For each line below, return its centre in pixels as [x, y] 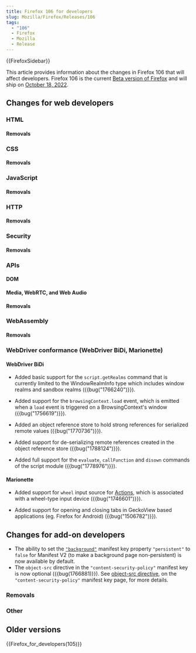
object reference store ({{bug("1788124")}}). [68, 449]
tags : [13, 22]
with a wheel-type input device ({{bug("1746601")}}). [78, 499]
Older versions [34, 630]
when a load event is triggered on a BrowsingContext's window [91, 407]
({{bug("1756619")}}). [40, 413]
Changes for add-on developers [66, 534]
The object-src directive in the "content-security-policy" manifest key [101, 567]
